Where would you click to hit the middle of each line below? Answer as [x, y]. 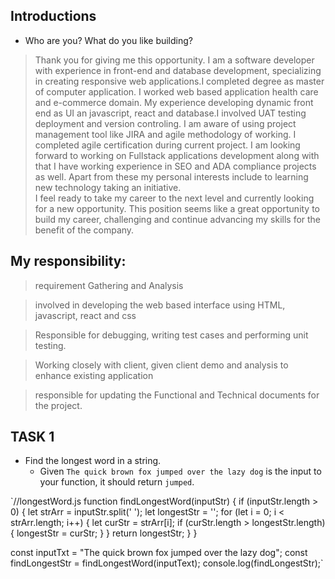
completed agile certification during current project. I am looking [167, 145]
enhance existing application [94, 375]
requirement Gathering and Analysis [109, 285]
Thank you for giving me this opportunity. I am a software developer [174, 60]
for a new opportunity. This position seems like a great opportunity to [177, 208]
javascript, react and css [85, 315]
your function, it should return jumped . [117, 482]
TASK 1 [32, 437]
